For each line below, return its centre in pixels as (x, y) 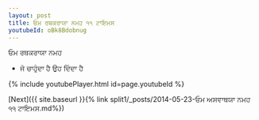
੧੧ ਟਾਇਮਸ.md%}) (37, 108)
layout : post (30, 15)
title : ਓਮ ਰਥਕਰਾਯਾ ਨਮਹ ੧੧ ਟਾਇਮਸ (62, 23)
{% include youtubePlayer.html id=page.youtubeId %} (97, 84)
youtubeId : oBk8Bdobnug (48, 30)
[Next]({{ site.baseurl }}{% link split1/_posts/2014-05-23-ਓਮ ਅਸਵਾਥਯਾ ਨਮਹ (129, 99)
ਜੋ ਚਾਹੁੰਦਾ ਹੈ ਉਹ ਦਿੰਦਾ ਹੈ (51, 69)
